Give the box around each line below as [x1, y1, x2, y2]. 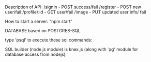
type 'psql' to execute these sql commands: [5, 37, 92, 43]
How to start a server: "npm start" [5, 19, 73, 24]
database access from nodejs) [5, 51, 66, 57]
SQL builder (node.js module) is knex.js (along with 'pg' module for [5, 47, 138, 52]
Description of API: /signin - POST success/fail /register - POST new [5, 4, 141, 10]
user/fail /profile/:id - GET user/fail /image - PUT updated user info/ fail [5, 9, 146, 15]
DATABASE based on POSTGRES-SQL [5, 28, 81, 33]
